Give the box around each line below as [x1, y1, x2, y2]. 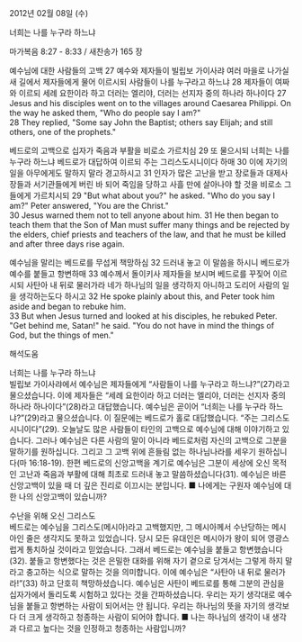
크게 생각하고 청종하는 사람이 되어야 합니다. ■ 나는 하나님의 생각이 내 [28, 611, 271, 622]
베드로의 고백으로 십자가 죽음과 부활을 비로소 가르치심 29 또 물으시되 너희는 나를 [9, 145, 290, 156]
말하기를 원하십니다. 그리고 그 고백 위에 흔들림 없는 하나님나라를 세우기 [9, 447, 256, 457]
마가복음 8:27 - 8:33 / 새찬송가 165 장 [9, 46, 143, 57]
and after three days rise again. [9, 239, 125, 249]
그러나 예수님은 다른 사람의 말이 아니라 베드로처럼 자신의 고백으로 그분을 [35, 435, 288, 446]
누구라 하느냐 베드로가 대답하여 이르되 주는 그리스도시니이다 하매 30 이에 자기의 [9, 157, 288, 167]
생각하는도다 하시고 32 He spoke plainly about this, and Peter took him [18, 291, 276, 302]
